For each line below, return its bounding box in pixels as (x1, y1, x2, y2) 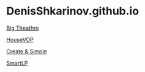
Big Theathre (6, 24, 39, 31)
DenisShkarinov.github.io (6, 4, 139, 18)
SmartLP (6, 59, 29, 67)
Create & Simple (6, 47, 47, 55)
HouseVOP (6, 36, 34, 43)
